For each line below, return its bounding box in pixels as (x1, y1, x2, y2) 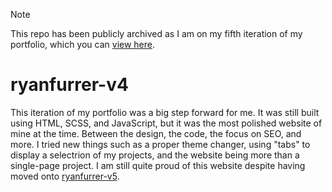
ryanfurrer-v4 (10, 74, 129, 96)
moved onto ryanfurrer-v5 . (10, 170, 120, 182)
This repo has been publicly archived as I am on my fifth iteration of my (10, 28, 303, 39)
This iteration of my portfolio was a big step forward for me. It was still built (10, 106, 320, 118)
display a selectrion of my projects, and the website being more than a (10, 149, 300, 161)
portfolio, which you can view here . (10, 39, 156, 50)
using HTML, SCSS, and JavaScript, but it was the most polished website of (10, 117, 323, 129)
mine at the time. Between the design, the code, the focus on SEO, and (10, 127, 302, 139)
